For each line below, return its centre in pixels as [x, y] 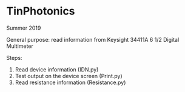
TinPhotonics [41, 11]
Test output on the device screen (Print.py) [69, 76]
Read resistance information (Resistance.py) [70, 82]
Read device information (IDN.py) [57, 69]
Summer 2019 [24, 28]
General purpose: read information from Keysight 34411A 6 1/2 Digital [93, 39]
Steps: [14, 57]
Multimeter [20, 46]
